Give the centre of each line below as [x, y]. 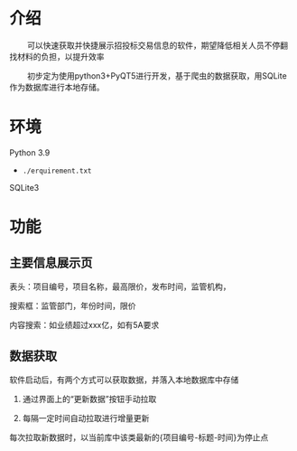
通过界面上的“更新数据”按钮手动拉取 [89, 399]
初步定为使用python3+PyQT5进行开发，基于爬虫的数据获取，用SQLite [157, 75]
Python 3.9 [30, 152]
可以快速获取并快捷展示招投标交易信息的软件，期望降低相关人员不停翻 [158, 45]
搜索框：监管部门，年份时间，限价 [73, 305]
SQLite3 [24, 187]
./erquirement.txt [57, 171]
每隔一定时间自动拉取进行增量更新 [86, 418]
